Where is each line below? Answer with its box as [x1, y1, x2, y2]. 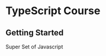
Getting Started [5, 28, 64, 38]
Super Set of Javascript [5, 43, 63, 50]
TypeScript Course [5, 4, 101, 18]
